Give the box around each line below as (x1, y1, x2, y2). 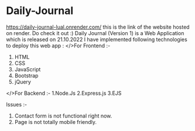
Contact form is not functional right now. (14, 112, 112, 119)
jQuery (14, 78, 31, 85)
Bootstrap (14, 72, 39, 79)
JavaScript (14, 65, 41, 73)
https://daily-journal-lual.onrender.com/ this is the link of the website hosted (6, 23, 190, 30)
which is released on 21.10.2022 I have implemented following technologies (6, 36, 187, 43)
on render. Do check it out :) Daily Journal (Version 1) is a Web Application (6, 29, 184, 36)
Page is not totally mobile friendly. (14, 118, 97, 125)
